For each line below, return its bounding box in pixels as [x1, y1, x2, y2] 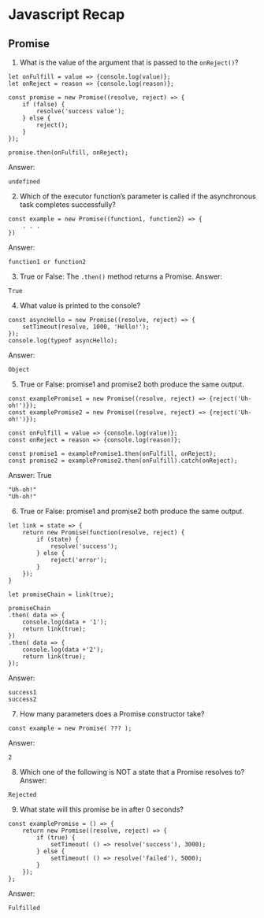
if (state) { [36, 535, 80, 543]
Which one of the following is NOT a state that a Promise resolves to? [19, 768, 245, 776]
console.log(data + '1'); [22, 618, 108, 626]
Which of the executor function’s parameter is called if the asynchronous [19, 191, 256, 201]
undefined [8, 178, 41, 186]
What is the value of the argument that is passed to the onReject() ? [19, 57, 239, 67]
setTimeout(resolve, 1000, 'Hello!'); [22, 323, 150, 331]
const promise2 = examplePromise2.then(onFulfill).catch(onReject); [8, 457, 238, 465]
